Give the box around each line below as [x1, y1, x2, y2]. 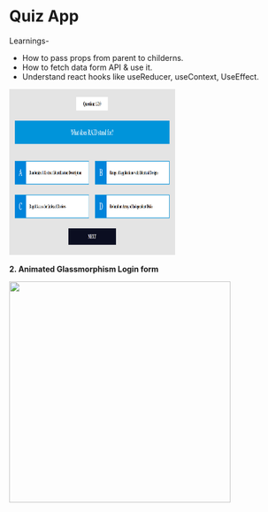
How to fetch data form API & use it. [21, 62, 153, 73]
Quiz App [9, 6, 80, 27]
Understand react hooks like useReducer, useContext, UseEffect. [21, 71, 259, 81]
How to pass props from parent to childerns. [21, 52, 184, 63]
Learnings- [9, 35, 50, 46]
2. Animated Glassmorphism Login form [9, 264, 159, 274]
